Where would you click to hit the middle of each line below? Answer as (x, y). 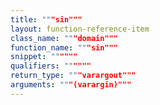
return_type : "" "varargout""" (73, 76)
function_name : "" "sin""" (64, 47)
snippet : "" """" (44, 57)
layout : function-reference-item (80, 29)
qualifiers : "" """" (51, 66)
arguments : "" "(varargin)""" (71, 85)
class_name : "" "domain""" (64, 38)
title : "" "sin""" (46, 19)
